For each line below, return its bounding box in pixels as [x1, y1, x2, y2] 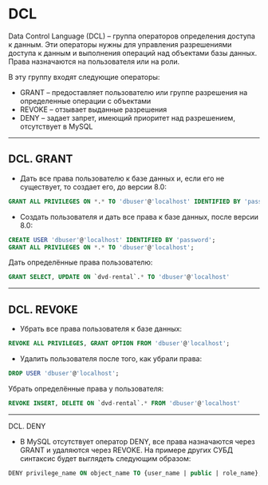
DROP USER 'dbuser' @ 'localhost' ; [8, 369, 120, 377]
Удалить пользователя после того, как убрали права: [19, 353, 202, 364]
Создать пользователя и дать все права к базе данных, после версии [19, 212, 259, 221]
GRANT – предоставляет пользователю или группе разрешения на [19, 87, 248, 97]
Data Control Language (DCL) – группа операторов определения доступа [8, 31, 255, 41]
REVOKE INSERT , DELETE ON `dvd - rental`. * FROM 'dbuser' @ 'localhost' [8, 399, 241, 407]
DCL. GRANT [8, 153, 73, 166]
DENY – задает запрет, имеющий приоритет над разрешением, [19, 113, 235, 122]
